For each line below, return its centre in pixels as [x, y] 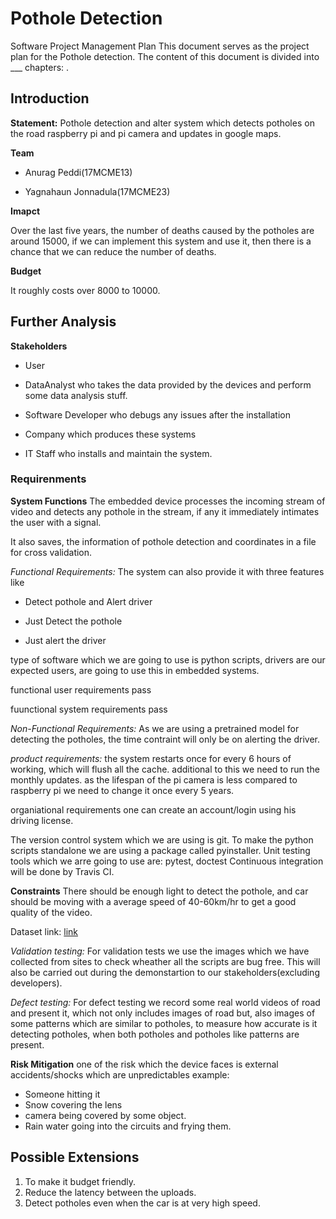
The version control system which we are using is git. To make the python [162, 839]
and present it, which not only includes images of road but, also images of [163, 1013]
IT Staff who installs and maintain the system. [118, 453]
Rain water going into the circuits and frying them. [128, 1126]
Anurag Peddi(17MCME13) [78, 172]
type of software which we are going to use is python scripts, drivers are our [168, 659]
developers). [36, 983]
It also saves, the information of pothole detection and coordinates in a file [163, 541]
